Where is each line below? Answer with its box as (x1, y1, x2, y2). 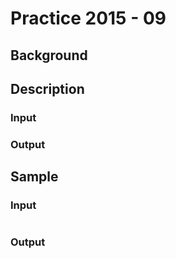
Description (10, 80, 85, 97)
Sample (10, 168, 59, 186)
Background (10, 47, 88, 64)
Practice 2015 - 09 (10, 7, 167, 30)
